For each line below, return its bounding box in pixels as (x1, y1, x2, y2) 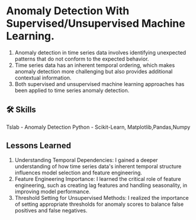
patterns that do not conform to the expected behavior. (14, 55, 149, 62)
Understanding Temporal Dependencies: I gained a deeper (14, 156, 158, 164)
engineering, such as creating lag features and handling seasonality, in (14, 181, 188, 189)
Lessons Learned (6, 141, 71, 151)
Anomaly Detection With (6, 4, 130, 18)
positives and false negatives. (14, 206, 88, 214)
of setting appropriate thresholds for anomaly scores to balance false (14, 200, 184, 208)
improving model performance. (14, 188, 91, 195)
